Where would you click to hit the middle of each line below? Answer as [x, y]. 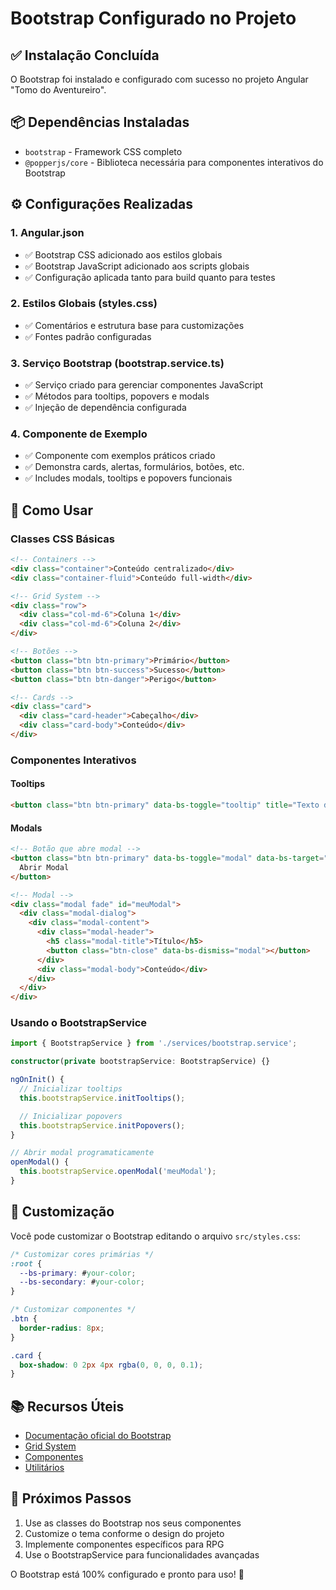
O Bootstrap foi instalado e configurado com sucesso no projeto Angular [159, 79]
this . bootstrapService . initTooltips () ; [102, 1098]
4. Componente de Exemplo [79, 434]
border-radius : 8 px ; [62, 1328]
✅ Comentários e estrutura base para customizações [134, 325]
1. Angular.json [47, 233]
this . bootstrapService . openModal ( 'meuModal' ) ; [118, 1172]
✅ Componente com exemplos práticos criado [120, 456]
